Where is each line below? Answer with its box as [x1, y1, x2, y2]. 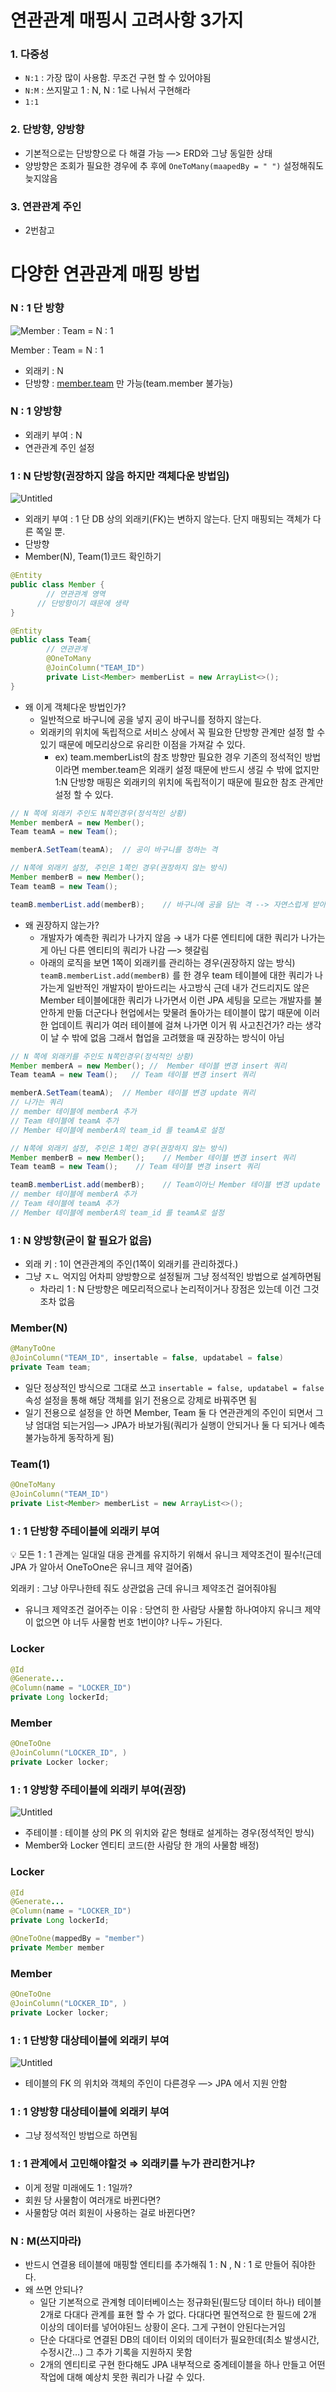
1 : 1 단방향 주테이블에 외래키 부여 [10, 1524, 160, 1538]
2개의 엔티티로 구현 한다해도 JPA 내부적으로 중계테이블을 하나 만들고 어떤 [39, 2358, 326, 2370]
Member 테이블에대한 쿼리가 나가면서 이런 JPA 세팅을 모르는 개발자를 [39, 994, 312, 1006]
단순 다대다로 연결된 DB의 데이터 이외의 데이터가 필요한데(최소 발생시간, [39, 2333, 320, 2345]
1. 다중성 [10, 47, 50, 61]
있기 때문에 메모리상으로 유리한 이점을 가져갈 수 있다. [39, 738, 246, 750]
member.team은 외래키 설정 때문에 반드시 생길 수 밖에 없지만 [81, 763, 320, 775]
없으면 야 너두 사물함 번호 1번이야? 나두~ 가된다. [35, 1616, 223, 1628]
